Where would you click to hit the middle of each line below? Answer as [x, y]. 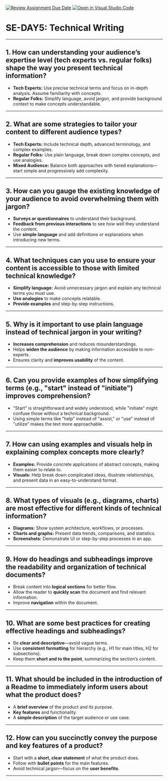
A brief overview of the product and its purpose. [63, 707]
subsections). [27, 654]
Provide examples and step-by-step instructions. [64, 304]
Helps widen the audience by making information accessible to [78, 349]
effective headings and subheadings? [66, 631]
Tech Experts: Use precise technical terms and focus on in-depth [81, 88]
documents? [26, 575]
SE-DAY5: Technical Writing [65, 28]
